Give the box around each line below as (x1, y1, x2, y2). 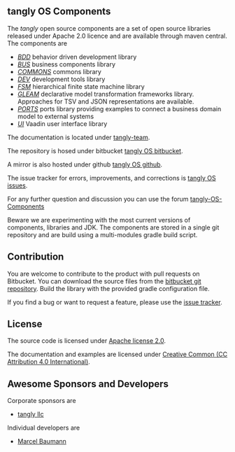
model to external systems (17, 112, 94, 120)
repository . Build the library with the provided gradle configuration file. (7, 284, 210, 292)
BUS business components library (17, 59, 116, 69)
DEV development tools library (17, 75, 106, 83)
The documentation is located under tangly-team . (7, 133, 150, 141)
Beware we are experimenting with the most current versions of (7, 216, 191, 224)
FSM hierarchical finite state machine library (17, 82, 145, 90)
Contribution (7, 251, 64, 263)
